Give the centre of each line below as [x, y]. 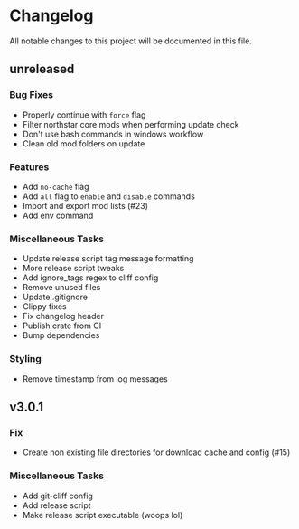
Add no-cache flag [56, 186]
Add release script [57, 505]
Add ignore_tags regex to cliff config [90, 278]
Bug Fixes [32, 95]
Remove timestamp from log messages [95, 378]
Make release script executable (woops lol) [103, 515]
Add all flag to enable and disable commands [109, 196]
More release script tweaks [73, 269]
